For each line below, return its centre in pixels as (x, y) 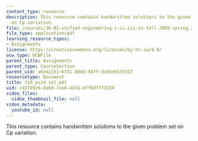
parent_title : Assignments (39, 61)
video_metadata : (26, 104)
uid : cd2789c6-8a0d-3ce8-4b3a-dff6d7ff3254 (60, 88)
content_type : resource (35, 11)
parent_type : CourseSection (41, 66)
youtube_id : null (33, 110)
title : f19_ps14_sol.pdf (37, 83)
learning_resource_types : (38, 39)
